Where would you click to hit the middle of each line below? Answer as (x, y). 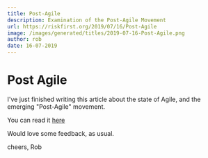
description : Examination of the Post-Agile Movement (87, 20)
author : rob (24, 39)
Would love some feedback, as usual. (61, 133)
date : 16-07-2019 (32, 46)
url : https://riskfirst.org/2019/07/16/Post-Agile (82, 26)
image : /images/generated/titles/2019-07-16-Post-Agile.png (96, 33)
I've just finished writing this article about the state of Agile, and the (104, 99)
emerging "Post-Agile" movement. (56, 106)
